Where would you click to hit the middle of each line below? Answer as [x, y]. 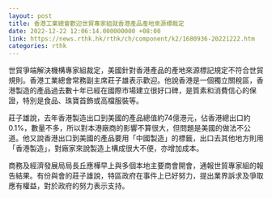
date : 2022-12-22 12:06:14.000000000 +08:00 [85, 31]
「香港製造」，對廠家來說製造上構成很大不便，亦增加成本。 [106, 148]
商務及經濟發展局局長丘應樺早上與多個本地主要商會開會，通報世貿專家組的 [132, 166]
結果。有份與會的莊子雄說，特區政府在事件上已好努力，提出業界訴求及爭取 [139, 176]
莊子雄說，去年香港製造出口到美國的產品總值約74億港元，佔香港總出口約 [130, 118]
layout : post [30, 16]
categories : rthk [38, 46]
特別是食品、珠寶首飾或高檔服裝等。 [83, 101]
